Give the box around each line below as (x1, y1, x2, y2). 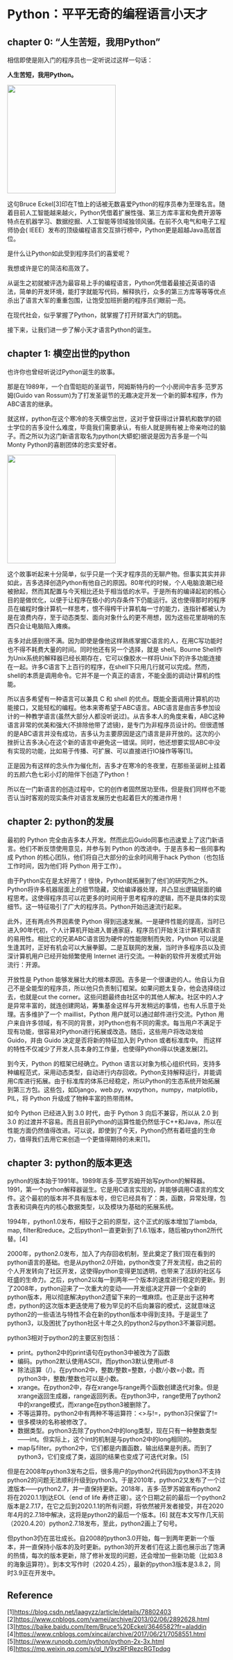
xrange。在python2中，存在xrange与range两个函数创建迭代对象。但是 (17, 1383, 219, 1391)
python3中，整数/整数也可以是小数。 (17, 1375, 123, 1383)
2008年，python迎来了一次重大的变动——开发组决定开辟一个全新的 (12, 1285, 207, 1293)
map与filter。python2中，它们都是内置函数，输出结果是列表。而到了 (17, 1444, 213, 1452)
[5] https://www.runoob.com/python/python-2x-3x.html (7, 1637, 165, 1645)
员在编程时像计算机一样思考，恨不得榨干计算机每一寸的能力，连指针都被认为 (7, 604, 226, 613)
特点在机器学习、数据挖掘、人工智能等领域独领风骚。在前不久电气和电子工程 (7, 217, 226, 226)
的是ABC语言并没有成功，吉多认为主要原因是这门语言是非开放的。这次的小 (7, 729, 221, 738)
